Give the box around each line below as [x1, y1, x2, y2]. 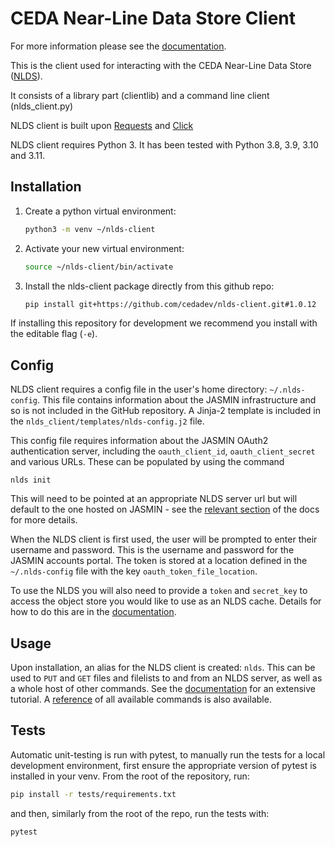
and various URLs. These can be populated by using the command [10, 456, 285, 468]
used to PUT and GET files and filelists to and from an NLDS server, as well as [10, 672, 323, 684]
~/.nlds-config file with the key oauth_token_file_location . [10, 565, 258, 577]
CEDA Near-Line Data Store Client [10, 7, 297, 30]
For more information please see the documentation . [10, 40, 227, 52]
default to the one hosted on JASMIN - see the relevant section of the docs [10, 503, 320, 516]
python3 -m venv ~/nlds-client [24, 224, 156, 234]
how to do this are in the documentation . [10, 606, 177, 618]
